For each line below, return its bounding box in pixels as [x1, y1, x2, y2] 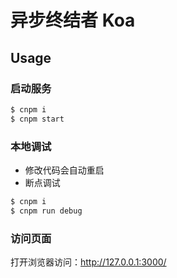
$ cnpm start [10, 114, 65, 124]
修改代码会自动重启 [24, 164, 105, 176]
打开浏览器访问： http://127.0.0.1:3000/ [10, 256, 167, 268]
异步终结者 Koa [10, 9, 136, 32]
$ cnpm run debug [10, 206, 83, 216]
